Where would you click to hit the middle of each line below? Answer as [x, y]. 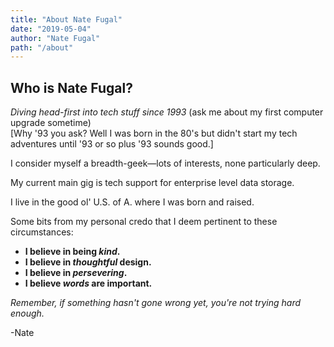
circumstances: [42, 232]
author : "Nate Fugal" [55, 38]
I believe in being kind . [72, 252]
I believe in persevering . [76, 273]
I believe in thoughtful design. [88, 262]
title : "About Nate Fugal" [66, 19]
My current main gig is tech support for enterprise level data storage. [152, 183]
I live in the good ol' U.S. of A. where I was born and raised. [132, 202]
